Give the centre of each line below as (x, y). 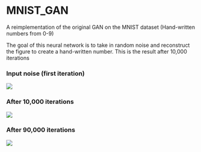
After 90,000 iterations (41, 130)
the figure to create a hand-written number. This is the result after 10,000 (97, 51)
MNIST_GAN (38, 11)
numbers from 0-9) (30, 33)
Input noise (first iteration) (46, 73)
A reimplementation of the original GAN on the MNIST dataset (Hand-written (101, 27)
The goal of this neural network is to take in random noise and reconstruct (98, 45)
